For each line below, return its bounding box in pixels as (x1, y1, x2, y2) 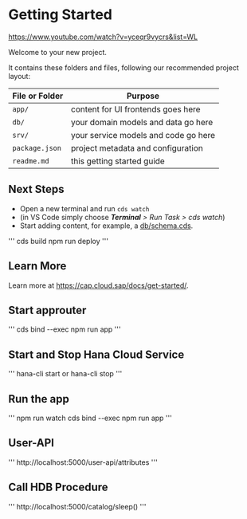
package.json (12, 144, 62, 152)
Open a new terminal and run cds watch (19, 203, 150, 213)
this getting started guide (70, 155, 165, 167)
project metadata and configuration (70, 142, 203, 153)
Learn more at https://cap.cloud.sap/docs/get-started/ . (8, 281, 189, 290)
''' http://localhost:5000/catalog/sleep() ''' (8, 501, 147, 511)
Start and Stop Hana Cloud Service (8, 348, 185, 361)
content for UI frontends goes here (70, 104, 201, 115)
